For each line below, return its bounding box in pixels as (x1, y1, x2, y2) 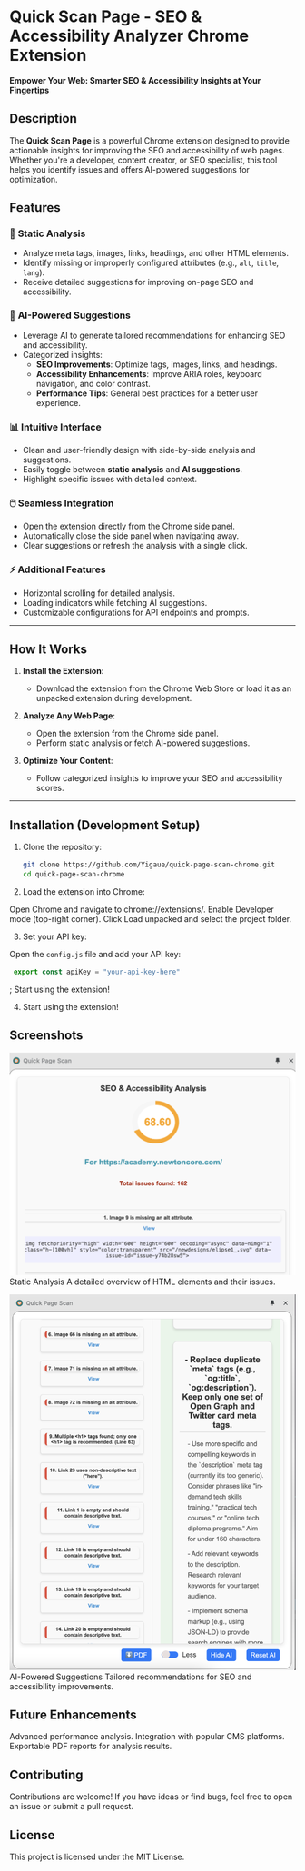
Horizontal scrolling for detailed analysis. (22, 588, 175, 599)
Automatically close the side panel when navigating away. (22, 530, 240, 541)
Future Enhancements (9, 1708, 138, 1722)
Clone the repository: (22, 842, 103, 853)
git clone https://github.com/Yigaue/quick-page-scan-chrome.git (22, 860, 275, 869)
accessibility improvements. (9, 1680, 114, 1691)
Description (9, 111, 77, 126)
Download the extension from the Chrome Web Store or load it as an (35, 683, 292, 694)
